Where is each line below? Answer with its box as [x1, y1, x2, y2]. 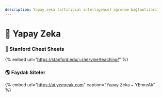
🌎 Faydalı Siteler [5, 69, 46, 76]
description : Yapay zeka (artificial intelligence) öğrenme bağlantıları [5, 7, 158, 12]
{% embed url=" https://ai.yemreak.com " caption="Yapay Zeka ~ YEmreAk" [5, 82, 156, 88]
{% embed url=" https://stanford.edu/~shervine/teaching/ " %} [5, 57, 129, 62]
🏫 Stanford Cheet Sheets [5, 45, 65, 52]
